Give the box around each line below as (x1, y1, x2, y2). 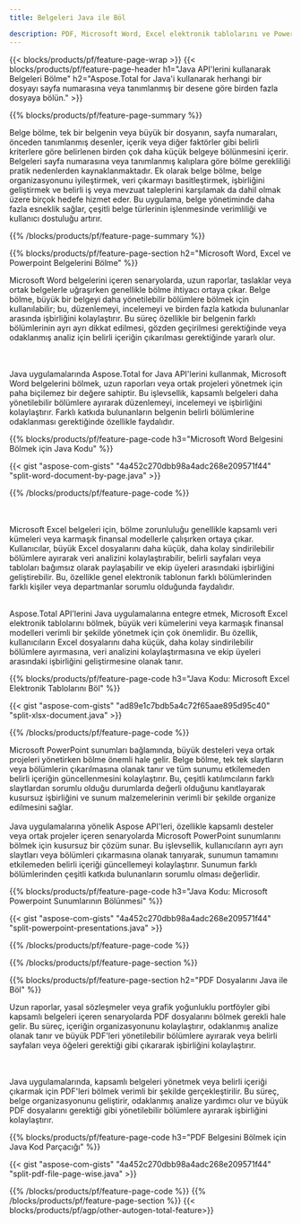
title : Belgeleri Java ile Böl (9, 13, 126, 22)
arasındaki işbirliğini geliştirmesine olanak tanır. (9, 656, 184, 666)
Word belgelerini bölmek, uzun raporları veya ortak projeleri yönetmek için (9, 378, 283, 389)
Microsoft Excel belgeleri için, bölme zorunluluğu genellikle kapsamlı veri (9, 524, 278, 534)
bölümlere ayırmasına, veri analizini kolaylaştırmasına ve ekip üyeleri (9, 646, 262, 656)
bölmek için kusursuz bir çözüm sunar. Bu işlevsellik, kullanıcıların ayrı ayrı (9, 840, 284, 850)
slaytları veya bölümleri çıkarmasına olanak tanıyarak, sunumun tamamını (9, 850, 279, 860)
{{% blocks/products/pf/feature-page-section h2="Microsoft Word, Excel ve (9, 248, 291, 259)
